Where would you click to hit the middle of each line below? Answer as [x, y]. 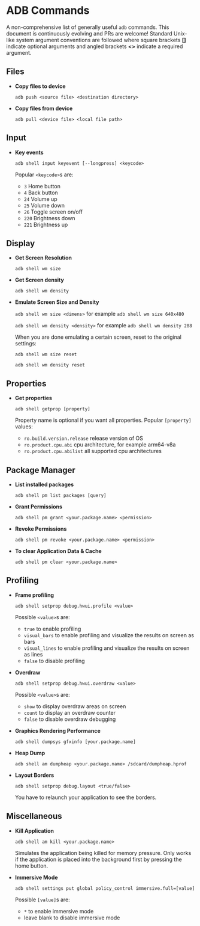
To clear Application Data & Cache [58, 551]
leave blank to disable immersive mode [72, 918]
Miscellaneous [34, 816]
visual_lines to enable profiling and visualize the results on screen [107, 648]
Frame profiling [34, 595]
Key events [29, 152]
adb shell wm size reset [46, 355]
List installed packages [44, 484]
